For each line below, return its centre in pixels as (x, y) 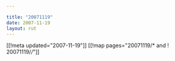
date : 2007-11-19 (28, 23)
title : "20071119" (30, 17)
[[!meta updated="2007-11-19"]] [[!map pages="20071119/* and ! (88, 45)
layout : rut (21, 28)
